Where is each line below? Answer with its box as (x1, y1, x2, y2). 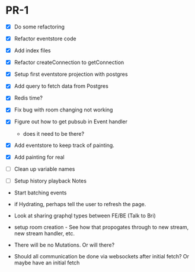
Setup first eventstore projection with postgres (14, 71, 128, 78)
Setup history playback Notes (14, 177, 87, 184)
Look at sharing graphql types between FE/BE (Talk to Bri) (14, 212, 156, 219)
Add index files (14, 47, 51, 54)
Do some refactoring (14, 23, 65, 30)
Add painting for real (14, 153, 65, 161)
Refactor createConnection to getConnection (14, 59, 124, 66)
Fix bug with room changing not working (14, 106, 113, 113)
